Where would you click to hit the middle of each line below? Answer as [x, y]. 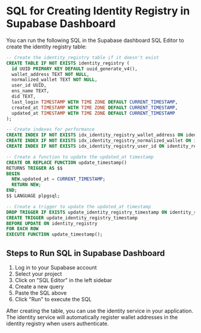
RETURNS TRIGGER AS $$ [34, 168]
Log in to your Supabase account [56, 268]
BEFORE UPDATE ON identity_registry [52, 223]
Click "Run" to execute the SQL [53, 299]
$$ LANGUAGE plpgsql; [33, 196]
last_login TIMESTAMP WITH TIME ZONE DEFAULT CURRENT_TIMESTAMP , [95, 102]
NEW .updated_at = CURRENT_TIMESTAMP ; [59, 179]
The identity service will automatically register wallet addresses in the [92, 317]
